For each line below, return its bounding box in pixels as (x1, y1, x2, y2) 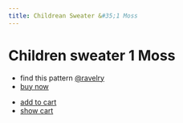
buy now (19, 81, 50, 91)
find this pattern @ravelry (19, 73, 105, 83)
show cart (19, 105, 54, 115)
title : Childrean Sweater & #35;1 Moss (8, 11, 138, 20)
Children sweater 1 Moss (8, 46, 176, 64)
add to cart (19, 97, 57, 107)
